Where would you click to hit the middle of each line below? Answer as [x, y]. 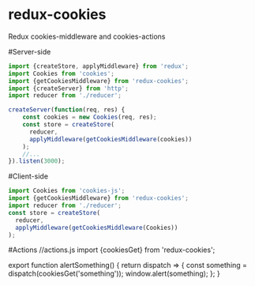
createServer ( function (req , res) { [67, 110]
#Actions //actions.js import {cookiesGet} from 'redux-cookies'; [112, 250]
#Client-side [28, 176]
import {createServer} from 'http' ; [68, 88]
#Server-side [30, 51]
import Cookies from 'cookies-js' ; [67, 191]
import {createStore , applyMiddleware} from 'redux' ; [99, 66]
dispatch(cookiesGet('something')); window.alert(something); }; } [114, 273]
